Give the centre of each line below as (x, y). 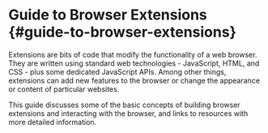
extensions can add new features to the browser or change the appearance (134, 80)
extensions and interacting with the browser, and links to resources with (128, 113)
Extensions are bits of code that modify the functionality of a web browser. (133, 54)
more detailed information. (53, 122)
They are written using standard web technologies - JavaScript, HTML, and (134, 63)
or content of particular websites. (64, 89)
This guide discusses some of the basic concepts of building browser (124, 105)
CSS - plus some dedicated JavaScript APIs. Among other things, (117, 71)
